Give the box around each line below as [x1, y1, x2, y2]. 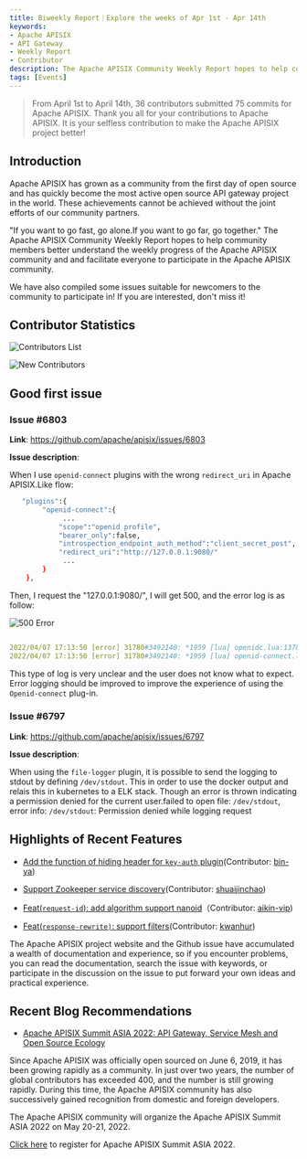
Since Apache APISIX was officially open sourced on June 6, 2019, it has [9, 1055, 283, 1066]
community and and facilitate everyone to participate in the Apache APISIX [9, 253, 291, 265]
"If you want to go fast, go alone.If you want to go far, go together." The [9, 225, 279, 236]
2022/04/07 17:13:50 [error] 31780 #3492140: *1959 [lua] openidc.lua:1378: [9, 643, 304, 652]
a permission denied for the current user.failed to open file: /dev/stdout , [9, 795, 281, 806]
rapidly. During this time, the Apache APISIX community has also [9, 1084, 253, 1095]
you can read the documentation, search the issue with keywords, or [9, 957, 268, 969]
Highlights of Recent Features [9, 832, 183, 847]
